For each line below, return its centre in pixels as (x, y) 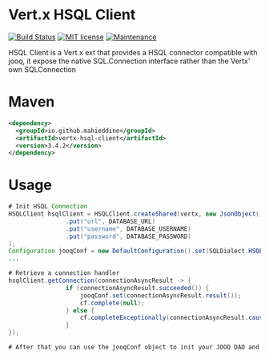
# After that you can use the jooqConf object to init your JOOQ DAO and (134, 347)
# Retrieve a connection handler (64, 273)
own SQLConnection (42, 69)
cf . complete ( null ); (112, 303)
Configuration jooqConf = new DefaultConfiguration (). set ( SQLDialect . (128, 251)
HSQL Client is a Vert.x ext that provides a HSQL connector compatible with (133, 52)
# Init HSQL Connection (48, 207)
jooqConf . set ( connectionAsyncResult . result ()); (161, 295)
